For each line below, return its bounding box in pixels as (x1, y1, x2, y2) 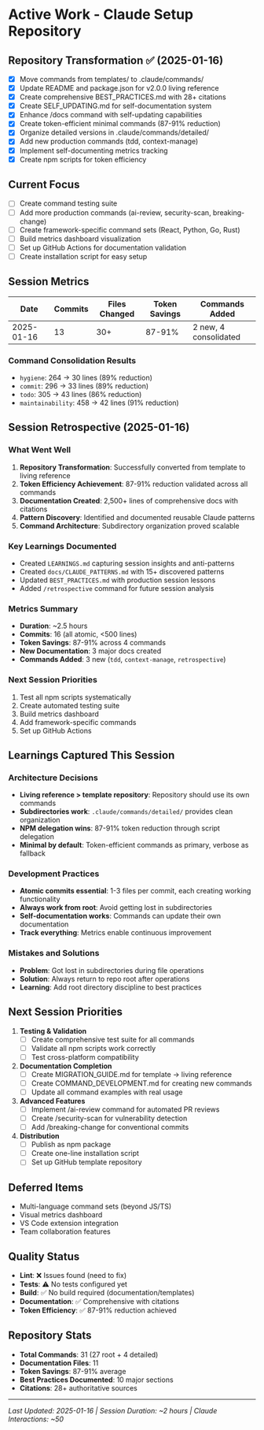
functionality (19, 894, 60, 904)
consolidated (192, 331, 241, 342)
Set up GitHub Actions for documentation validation (19, 243, 187, 252)
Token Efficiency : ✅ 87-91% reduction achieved (19, 1306, 177, 1315)
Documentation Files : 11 (19, 1358, 99, 1368)
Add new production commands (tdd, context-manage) (19, 136, 199, 147)
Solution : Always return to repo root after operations (19, 974, 190, 983)
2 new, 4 (192, 321, 225, 332)
